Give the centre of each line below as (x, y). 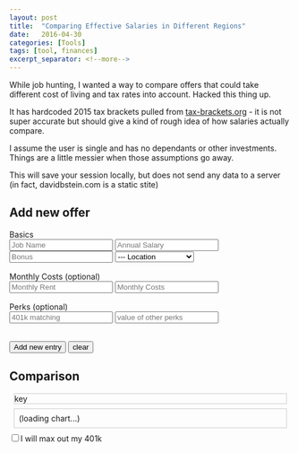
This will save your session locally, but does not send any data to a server (145, 175)
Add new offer (50, 213)
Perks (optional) (39, 307)
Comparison (45, 376)
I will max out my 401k (62, 438)
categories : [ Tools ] (48, 43)
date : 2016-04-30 (46, 34)
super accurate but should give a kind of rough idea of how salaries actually (149, 121)
